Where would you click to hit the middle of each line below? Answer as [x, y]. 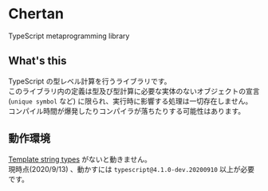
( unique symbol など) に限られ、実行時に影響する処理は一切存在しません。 [130, 101]
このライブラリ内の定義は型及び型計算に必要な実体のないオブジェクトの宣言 [134, 91]
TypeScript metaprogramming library [69, 36]
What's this [37, 61]
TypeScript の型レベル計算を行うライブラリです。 [90, 81]
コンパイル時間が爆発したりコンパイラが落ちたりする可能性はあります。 [127, 111]
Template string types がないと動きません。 [80, 159]
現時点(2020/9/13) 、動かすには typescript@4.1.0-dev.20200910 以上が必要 [132, 169]
